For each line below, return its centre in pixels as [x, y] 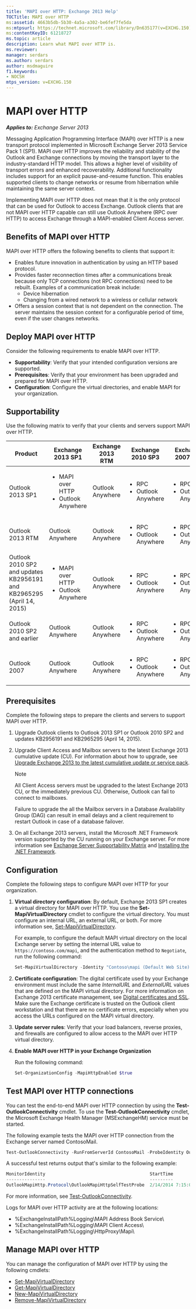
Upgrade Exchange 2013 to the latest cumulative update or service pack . [102, 763]
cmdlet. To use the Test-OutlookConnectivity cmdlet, [124, 1111]
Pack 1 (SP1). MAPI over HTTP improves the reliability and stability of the [93, 151]
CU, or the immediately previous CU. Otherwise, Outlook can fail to [94, 791]
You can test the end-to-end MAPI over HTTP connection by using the [90, 1105]
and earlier [24, 639]
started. [15, 1124]
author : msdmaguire [30, 66]
